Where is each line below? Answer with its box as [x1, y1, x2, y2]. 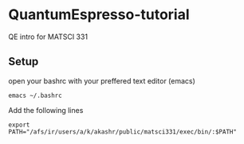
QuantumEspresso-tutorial [8, 6, 190, 24]
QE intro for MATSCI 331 [8, 32, 89, 41]
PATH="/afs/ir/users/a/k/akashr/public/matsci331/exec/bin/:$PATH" [8, 127, 238, 136]
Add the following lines [8, 105, 84, 115]
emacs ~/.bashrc [8, 91, 62, 99]
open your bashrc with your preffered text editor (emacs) [8, 76, 195, 85]
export [8, 121, 30, 129]
